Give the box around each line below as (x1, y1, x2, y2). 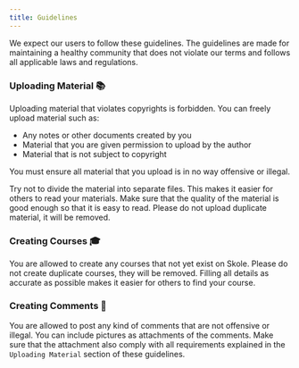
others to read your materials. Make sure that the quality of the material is (9, 193, 279, 204)
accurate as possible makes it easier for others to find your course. (9, 278, 256, 289)
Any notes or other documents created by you (21, 130, 192, 140)
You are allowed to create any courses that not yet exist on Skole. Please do (9, 258, 288, 269)
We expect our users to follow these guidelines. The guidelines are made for (9, 38, 290, 48)
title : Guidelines (9, 13, 78, 22)
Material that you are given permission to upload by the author (21, 139, 252, 150)
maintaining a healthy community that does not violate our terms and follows (9, 46, 291, 58)
